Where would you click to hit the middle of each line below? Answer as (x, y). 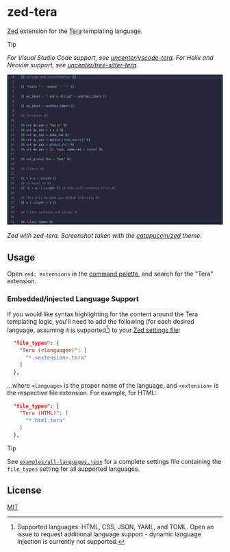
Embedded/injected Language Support (73, 299)
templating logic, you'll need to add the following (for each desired (101, 321)
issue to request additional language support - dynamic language (109, 534)
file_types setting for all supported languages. (74, 469)
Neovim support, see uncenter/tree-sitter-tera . (73, 65)
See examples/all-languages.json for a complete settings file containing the (114, 461)
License (24, 490)
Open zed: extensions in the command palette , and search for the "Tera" (110, 274)
